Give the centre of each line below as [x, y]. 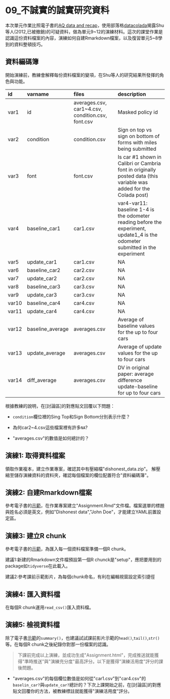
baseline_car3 [44, 286]
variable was [133, 182]
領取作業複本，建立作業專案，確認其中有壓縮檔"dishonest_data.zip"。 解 [81, 469]
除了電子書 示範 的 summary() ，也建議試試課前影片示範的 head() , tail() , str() [83, 638]
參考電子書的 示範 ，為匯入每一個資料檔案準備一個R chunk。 [67, 549]
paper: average [136, 374]
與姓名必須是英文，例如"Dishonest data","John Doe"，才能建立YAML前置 [81, 512]
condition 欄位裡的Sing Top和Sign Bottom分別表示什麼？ [71, 417]
